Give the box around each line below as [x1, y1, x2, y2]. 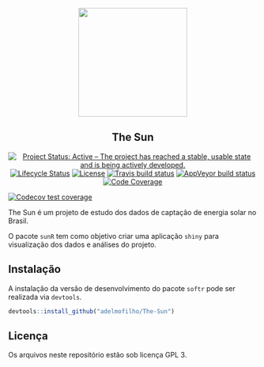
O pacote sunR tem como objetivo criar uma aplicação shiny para [8, 231, 220, 240]
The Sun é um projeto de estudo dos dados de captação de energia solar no [8, 207, 257, 217]
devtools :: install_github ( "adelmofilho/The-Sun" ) [8, 307, 175, 316]
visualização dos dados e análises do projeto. [8, 240, 157, 249]
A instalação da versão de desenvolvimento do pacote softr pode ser [8, 283, 236, 293]
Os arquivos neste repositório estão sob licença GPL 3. [8, 350, 187, 360]
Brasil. [8, 216, 29, 225]
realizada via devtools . [8, 292, 82, 301]
